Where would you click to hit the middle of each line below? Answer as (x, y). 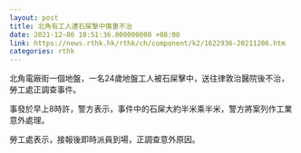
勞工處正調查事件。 (45, 90)
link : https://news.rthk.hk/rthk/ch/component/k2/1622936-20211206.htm (147, 43)
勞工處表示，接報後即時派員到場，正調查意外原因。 (105, 139)
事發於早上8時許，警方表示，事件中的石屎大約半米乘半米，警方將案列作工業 (151, 109)
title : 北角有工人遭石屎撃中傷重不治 (71, 26)
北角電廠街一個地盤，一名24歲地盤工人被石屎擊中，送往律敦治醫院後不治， (150, 79)
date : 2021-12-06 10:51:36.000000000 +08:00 (95, 34)
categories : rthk (42, 52)
